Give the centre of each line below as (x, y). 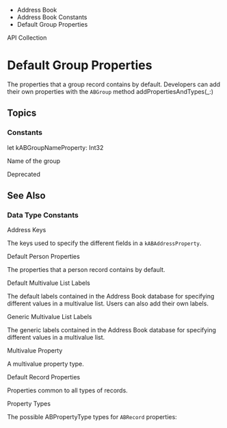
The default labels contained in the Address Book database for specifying (111, 297)
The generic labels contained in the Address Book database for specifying (112, 330)
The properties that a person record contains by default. (86, 270)
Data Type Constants (43, 215)
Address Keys (27, 230)
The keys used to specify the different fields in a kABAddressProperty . (104, 243)
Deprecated (24, 174)
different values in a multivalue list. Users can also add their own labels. (108, 303)
